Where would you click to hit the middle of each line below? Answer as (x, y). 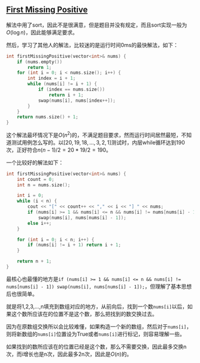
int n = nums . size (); (43, 185)
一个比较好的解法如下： (35, 162)
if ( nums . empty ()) (40, 62)
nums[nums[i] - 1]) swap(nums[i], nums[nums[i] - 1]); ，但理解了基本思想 (99, 286)
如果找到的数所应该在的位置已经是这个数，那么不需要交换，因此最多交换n (96, 346)
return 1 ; (40, 67)
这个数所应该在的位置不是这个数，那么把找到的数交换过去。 (84, 314)
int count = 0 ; (36, 179)
